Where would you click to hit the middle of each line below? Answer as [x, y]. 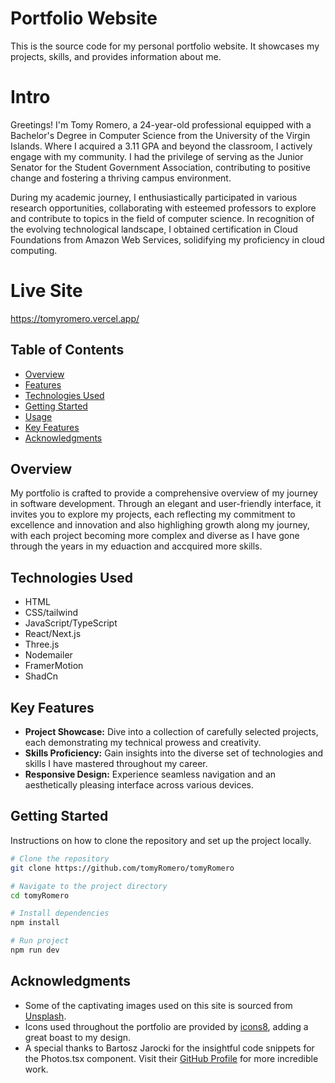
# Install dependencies [60, 913]
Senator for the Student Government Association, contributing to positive [160, 167]
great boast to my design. [78, 1037]
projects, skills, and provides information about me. [116, 56]
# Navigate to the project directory [89, 886]
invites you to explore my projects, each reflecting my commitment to [153, 514]
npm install [35, 923]
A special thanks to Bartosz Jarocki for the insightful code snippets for [169, 1048]
